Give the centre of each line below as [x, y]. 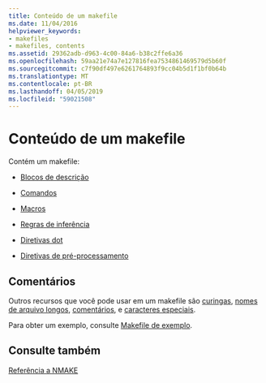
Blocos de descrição [54, 177]
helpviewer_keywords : [45, 31]
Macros [33, 209]
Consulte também [55, 351]
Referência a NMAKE [43, 370]
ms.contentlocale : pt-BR [50, 84]
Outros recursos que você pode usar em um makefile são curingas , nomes [133, 301]
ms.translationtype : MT [49, 76]
